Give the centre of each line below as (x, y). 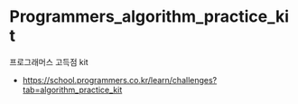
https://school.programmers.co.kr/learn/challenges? (120, 80)
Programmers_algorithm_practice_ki (149, 17)
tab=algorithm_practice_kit (72, 90)
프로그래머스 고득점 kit (49, 61)
